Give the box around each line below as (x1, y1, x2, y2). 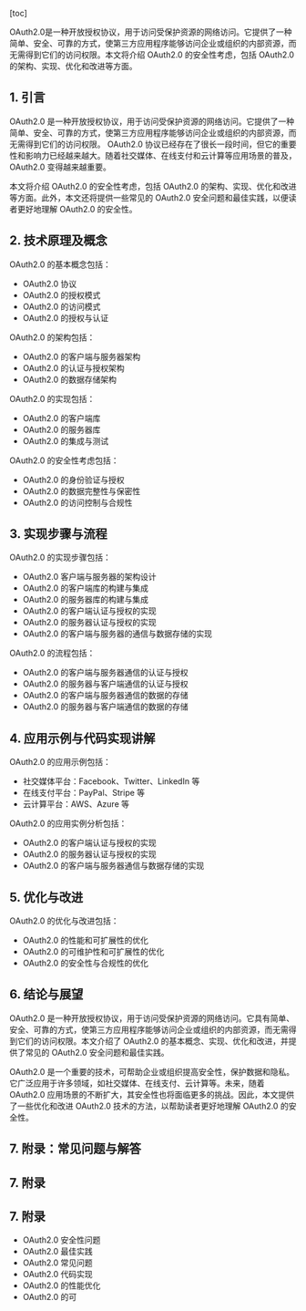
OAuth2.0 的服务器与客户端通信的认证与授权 (22, 678, 189, 689)
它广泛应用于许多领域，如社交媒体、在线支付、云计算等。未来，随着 (9, 1078, 265, 1089)
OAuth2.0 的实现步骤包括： (9, 552, 112, 563)
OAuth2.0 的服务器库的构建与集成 (22, 594, 148, 605)
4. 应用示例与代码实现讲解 (9, 730, 156, 746)
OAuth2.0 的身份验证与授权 (22, 474, 125, 485)
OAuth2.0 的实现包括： (9, 393, 96, 404)
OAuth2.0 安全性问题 (22, 1234, 101, 1245)
